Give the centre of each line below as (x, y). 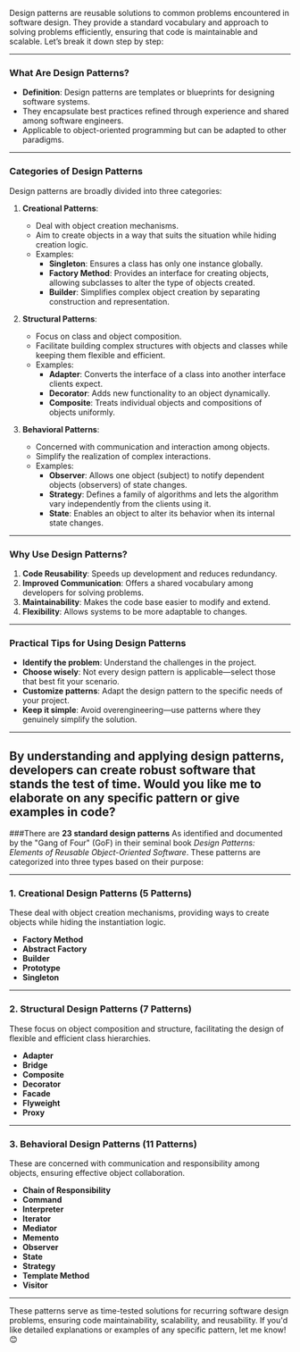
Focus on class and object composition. (108, 336)
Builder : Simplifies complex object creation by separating (154, 292)
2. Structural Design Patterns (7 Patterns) (100, 1009)
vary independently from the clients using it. (130, 503)
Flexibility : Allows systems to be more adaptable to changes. (135, 611)
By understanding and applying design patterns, (147, 756)
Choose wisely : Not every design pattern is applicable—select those (149, 672)
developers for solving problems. (83, 592)
